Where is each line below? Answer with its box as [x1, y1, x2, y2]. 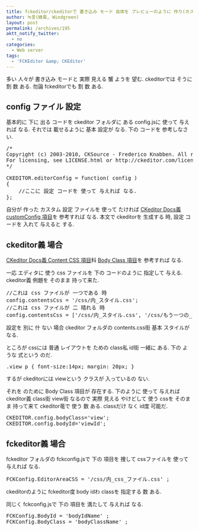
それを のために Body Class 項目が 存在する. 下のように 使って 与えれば [6, 388, 181, 395]
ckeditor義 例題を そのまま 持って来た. [6, 277, 99, 284]
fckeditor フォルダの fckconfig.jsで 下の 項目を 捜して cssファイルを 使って [6, 455, 189, 462]
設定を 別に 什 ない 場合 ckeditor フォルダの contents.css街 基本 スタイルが [6, 324, 190, 331]
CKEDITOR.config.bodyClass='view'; [6, 414, 110, 421]
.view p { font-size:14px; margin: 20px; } [6, 363, 134, 370]
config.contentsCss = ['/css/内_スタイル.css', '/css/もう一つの [6, 312, 190, 319]
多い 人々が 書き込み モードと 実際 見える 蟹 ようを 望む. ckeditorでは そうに [6, 75, 192, 82]
